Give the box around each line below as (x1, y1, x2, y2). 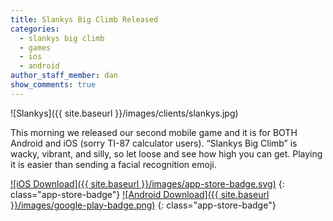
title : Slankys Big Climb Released (10, 14, 159, 25)
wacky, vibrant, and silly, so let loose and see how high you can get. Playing (10, 147, 323, 160)
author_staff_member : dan (10, 71, 118, 81)
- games (19, 42, 52, 53)
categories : (10, 24, 60, 34)
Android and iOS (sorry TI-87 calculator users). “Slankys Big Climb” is (10, 137, 298, 149)
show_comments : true (10, 80, 97, 90)
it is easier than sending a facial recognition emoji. (10, 158, 217, 170)
